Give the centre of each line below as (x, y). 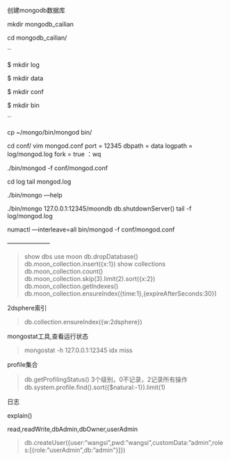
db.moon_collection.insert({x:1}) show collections (95, 264)
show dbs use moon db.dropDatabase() (81, 256)
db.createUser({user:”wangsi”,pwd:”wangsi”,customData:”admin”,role (124, 443)
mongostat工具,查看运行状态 (48, 336)
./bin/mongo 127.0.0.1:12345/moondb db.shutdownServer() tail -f (99, 209)
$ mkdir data (25, 78)
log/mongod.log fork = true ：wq (54, 154)
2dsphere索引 (27, 308)
